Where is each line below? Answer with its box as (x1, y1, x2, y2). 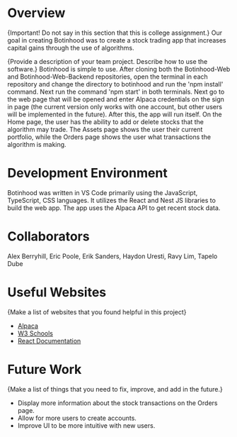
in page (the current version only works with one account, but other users (7, 102, 223, 111)
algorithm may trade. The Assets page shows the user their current (7, 125, 203, 133)
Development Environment (7, 165, 168, 182)
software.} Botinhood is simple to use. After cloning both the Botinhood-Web (7, 65, 231, 73)
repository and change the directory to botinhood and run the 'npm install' (7, 79, 224, 88)
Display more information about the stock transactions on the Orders (17, 399, 218, 407)
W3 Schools (17, 328, 54, 338)
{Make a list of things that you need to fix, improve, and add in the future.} (7, 385, 223, 393)
